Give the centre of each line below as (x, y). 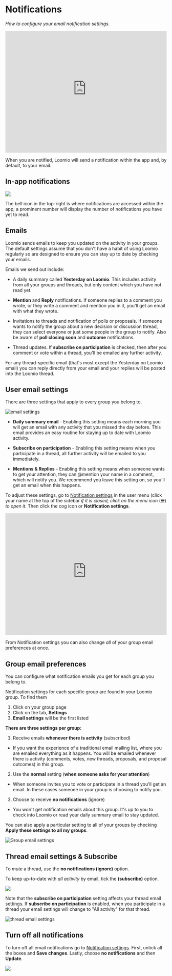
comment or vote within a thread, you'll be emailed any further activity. (87, 353)
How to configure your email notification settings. (58, 24)
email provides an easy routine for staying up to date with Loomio (82, 433)
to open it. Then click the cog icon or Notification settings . (68, 506)
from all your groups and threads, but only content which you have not (87, 285)
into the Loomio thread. (30, 374)
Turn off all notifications (44, 935)
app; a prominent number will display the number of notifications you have (84, 209)
